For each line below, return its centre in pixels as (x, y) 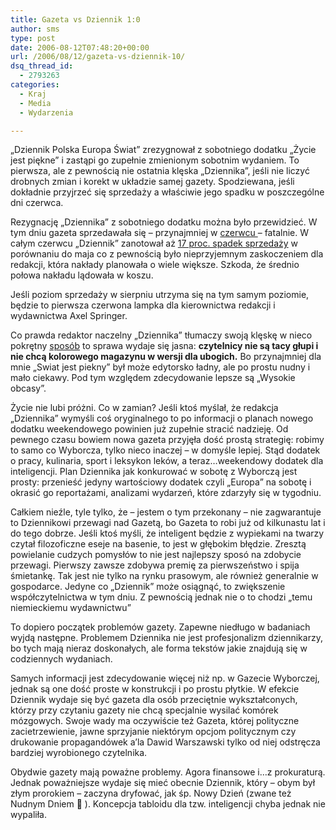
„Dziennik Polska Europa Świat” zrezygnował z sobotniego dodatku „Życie (163, 150)
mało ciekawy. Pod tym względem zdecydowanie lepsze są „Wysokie (153, 378)
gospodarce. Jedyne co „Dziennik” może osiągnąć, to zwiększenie (148, 587)
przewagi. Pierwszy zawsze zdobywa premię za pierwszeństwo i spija (155, 565)
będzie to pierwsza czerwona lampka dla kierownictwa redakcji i (143, 305)
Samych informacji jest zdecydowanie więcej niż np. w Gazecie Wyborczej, (165, 678)
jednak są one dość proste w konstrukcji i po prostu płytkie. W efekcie (155, 689)
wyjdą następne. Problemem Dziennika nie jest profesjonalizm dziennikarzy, (166, 638)
